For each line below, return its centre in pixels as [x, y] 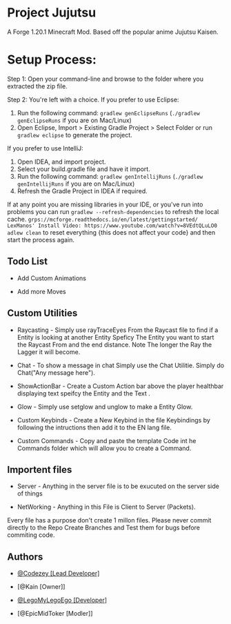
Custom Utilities [42, 313]
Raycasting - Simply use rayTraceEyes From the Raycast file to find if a [118, 330]
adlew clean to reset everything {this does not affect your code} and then [111, 232]
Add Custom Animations [51, 278]
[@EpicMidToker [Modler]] [55, 614]
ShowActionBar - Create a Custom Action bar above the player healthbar [120, 386]
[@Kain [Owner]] [41, 587]
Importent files [40, 470]
